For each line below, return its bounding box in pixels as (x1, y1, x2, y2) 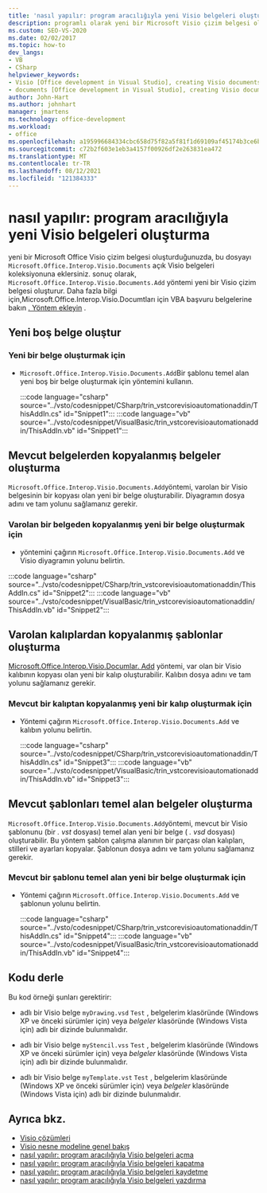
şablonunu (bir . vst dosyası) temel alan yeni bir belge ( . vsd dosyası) (8, 827, 236, 836)
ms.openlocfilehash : (8, 137, 77, 146)
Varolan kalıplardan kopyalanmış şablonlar (8, 628, 223, 641)
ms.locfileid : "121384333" (8, 174, 98, 183)
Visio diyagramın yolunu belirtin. (19, 555, 126, 565)
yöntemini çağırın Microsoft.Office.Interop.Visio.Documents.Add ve (19, 547, 245, 557)
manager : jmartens (8, 108, 69, 116)
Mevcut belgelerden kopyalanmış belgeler (8, 448, 221, 462)
